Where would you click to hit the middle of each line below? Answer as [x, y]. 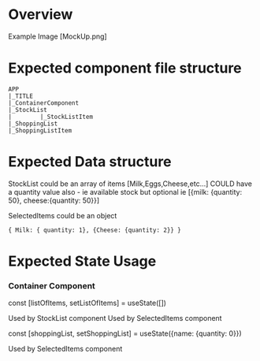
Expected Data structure [90, 162]
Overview [41, 15]
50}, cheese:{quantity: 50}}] [54, 200]
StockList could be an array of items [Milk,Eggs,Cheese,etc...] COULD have [130, 184]
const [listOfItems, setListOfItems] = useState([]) [87, 303]
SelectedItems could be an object [63, 215]
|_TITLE [21, 96]
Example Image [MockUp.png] [58, 36]
